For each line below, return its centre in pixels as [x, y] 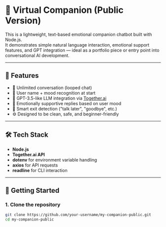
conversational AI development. [37, 55]
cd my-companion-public [30, 220]
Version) [23, 21]
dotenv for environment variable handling [55, 160]
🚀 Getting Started [32, 190]
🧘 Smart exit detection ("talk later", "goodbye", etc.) [65, 109]
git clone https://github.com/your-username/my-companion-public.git [78, 215]
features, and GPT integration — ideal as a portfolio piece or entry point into [82, 50]
